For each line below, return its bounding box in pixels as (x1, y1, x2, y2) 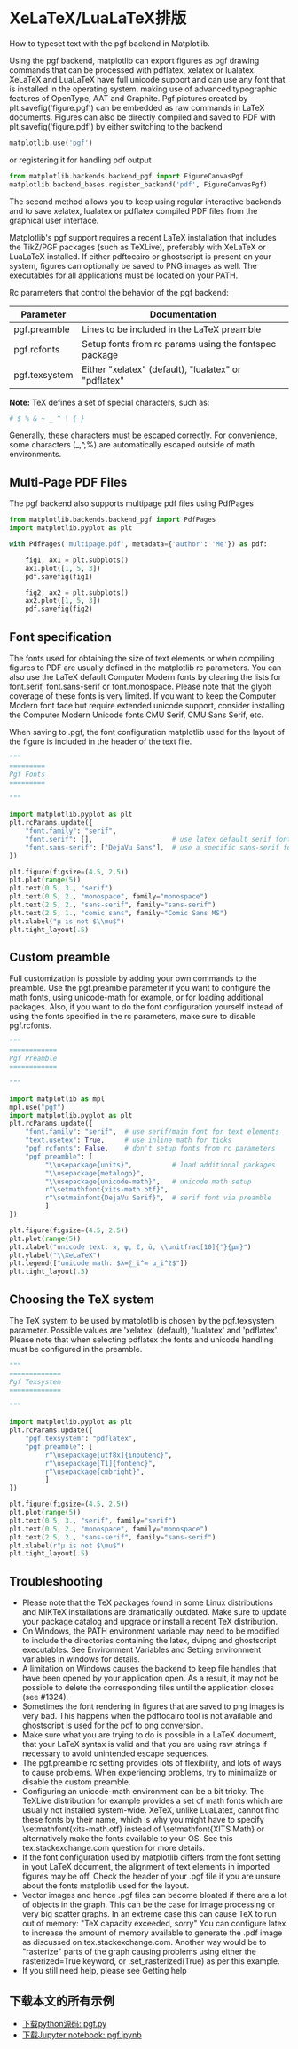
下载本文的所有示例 (9, 1993, 114, 2008)
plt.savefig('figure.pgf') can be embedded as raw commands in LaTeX (9, 102, 265, 113)
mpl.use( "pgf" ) (9, 1103, 66, 1112)
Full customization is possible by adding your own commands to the (9, 973, 257, 984)
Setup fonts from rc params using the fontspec (81, 337, 277, 350)
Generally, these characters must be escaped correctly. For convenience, (9, 430, 278, 440)
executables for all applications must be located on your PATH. (9, 270, 239, 281)
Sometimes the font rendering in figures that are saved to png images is (21, 1701, 285, 1712)
